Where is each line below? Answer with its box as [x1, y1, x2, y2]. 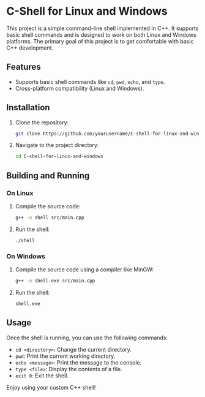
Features [6, 62, 41, 72]
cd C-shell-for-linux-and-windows [15, 153, 103, 160]
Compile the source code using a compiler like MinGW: [15, 266, 154, 273]
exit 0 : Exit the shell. [15, 372, 69, 379]
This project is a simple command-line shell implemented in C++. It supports [6, 25, 199, 32]
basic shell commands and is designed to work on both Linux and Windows [6, 31, 197, 38]
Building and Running [6, 170, 90, 181]
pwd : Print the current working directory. [15, 352, 116, 360]
